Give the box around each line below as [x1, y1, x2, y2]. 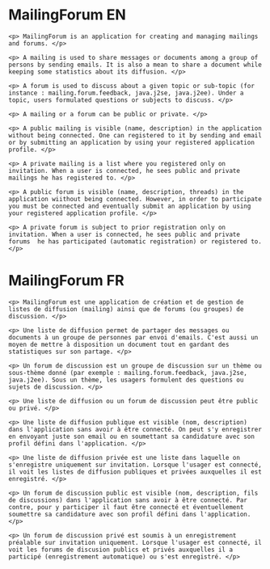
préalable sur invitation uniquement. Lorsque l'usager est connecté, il [8, 538, 263, 546]
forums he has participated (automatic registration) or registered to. [8, 237, 263, 246]
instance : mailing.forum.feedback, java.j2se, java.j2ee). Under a [8, 89, 244, 97]
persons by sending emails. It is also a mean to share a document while [8, 61, 263, 69]
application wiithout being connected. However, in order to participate [8, 195, 263, 203]
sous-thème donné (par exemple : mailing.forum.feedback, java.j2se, [8, 369, 248, 377]
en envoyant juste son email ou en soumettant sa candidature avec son [8, 432, 255, 440]
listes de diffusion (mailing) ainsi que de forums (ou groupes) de [8, 305, 244, 313]
